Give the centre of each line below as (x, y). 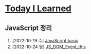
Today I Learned (38, 9)
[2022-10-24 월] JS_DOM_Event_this (49, 47)
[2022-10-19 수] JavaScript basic (45, 40)
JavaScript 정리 (28, 28)
